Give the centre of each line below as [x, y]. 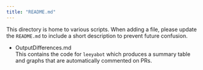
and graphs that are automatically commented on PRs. [83, 60]
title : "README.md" [31, 12]
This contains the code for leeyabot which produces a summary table [103, 54]
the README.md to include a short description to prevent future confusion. [97, 36]
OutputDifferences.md [43, 47]
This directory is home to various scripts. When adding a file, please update [102, 29]
